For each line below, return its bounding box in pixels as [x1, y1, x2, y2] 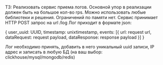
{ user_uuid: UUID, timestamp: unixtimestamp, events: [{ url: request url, [5, 29, 152, 35]
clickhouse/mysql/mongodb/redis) [5, 54, 76, 60]
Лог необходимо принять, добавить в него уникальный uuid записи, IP [5, 44, 155, 49]
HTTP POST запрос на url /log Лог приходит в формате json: [5, 20, 132, 25]
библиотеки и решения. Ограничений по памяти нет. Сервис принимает [5, 15, 158, 20]
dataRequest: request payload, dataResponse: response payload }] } [5, 34, 145, 40]
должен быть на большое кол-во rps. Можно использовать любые [5, 9, 146, 15]
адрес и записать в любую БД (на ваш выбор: [5, 49, 103, 55]
